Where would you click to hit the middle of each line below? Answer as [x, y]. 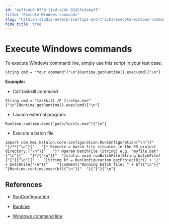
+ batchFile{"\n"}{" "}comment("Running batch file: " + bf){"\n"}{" [83, 165]
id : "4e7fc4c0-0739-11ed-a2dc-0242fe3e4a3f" [53, 10]
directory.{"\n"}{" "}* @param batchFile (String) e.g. [67, 151]
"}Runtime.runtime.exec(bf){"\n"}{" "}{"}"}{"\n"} [60, 169]
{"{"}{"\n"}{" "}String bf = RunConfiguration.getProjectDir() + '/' [83, 160]
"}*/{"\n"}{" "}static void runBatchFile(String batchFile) [95, 156]
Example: [15, 82]
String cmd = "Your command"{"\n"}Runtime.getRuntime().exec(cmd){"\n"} [83, 72]
